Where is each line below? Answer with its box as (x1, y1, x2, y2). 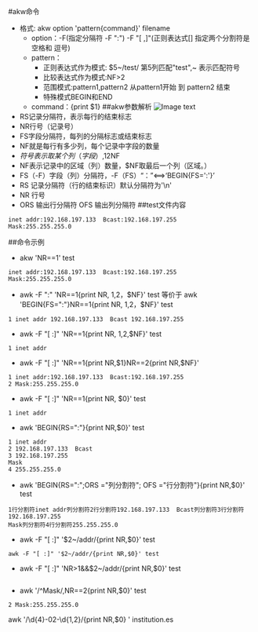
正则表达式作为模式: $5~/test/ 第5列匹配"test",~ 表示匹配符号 (42, 63, 241, 72)
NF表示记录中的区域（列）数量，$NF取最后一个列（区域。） (19, 161, 212, 170)
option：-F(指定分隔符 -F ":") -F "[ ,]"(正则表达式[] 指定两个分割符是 (31, 34, 250, 42)
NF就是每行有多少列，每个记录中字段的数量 (19, 141, 160, 151)
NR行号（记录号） (19, 122, 78, 131)
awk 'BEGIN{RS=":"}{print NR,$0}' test (19, 423, 145, 432)
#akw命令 (8, 7, 40, 16)
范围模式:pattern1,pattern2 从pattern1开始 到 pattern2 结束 (42, 82, 231, 92)
